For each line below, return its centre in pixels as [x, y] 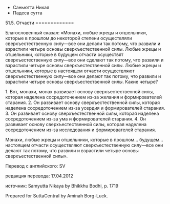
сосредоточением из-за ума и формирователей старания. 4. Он [76, 119]
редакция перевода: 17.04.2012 [39, 176]
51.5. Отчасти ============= [40, 23]
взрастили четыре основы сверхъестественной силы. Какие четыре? [82, 82]
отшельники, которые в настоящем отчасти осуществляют [70, 71]
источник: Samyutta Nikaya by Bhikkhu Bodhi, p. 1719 [62, 186]
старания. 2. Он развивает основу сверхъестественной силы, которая [83, 103]
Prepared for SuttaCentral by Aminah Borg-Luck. [57, 196]
